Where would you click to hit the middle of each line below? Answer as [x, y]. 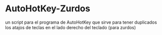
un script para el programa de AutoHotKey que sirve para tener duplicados [81, 22]
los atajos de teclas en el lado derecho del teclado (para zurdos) [71, 27]
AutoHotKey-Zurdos [48, 9]
